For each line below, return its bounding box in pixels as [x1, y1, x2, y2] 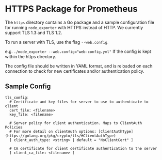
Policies [5, 125, 23, 129]
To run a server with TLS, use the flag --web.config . [5, 39, 109, 45]
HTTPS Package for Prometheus [5, 3, 138, 15]
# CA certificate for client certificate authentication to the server [9, 146, 158, 151]
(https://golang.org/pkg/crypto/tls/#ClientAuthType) [5, 133, 116, 138]
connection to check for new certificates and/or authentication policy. [5, 68, 145, 74]
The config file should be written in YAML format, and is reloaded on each [5, 63, 153, 69]
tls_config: [5, 95, 29, 100]
